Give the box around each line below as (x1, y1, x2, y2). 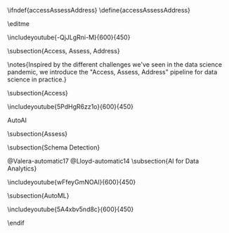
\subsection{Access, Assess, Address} (7, 47, 121, 55)
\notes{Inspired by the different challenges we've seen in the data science (7, 60, 223, 69)
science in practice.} (7, 75, 67, 84)
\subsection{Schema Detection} (7, 143, 100, 152)
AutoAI (7, 116, 27, 124)
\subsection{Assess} (7, 130, 68, 138)
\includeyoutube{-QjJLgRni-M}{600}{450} (7, 33, 131, 41)
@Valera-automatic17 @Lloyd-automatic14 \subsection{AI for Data (7, 157, 199, 165)
